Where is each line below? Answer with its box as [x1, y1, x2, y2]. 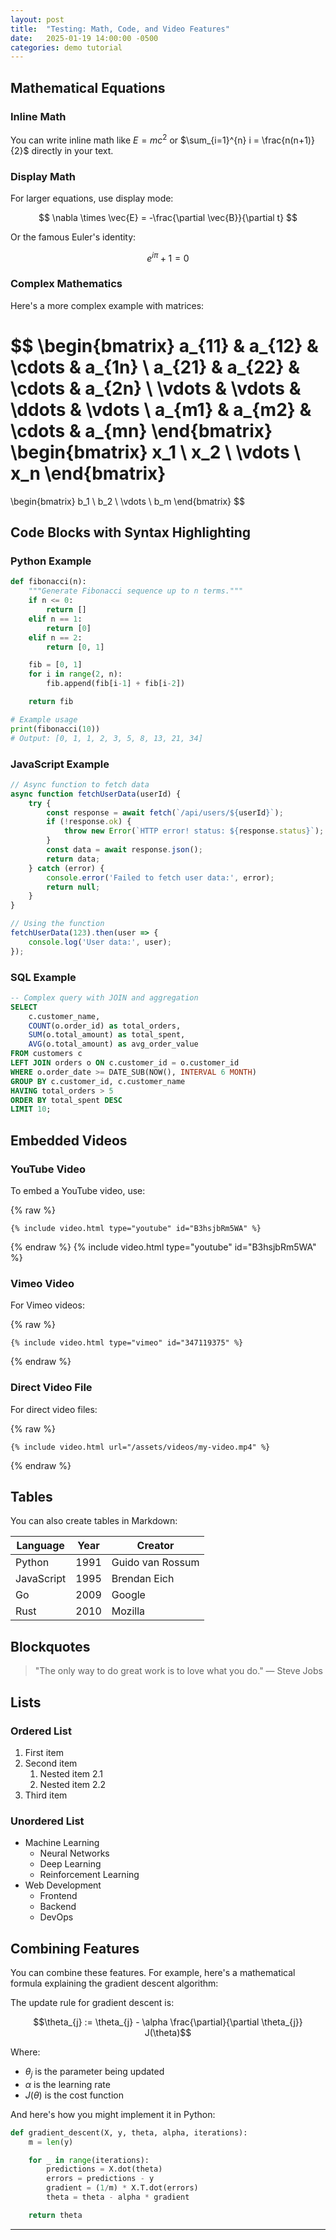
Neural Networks [39, 1847, 110, 1860]
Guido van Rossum [111, 1556, 200, 1570]
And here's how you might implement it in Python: [10, 2108, 216, 2120]
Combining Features [10, 1940, 140, 1957]
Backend [39, 1901, 77, 1913]
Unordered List [10, 1814, 85, 1828]
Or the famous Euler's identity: [10, 231, 137, 243]
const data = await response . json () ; [46, 845, 203, 855]
